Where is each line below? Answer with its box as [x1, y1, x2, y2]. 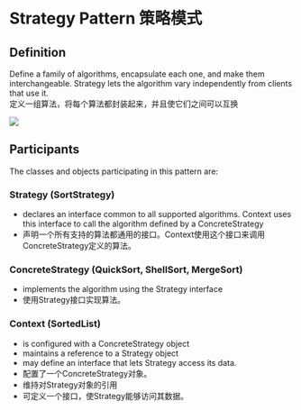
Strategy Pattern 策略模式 [9, 8, 203, 29]
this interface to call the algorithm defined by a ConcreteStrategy [22, 218, 264, 230]
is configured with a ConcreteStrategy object [22, 338, 190, 349]
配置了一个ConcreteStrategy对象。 [22, 368, 152, 378]
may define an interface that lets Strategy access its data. [22, 357, 237, 368]
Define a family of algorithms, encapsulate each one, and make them [9, 68, 265, 79]
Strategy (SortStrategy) [9, 188, 115, 201]
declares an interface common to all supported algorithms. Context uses [22, 209, 292, 220]
